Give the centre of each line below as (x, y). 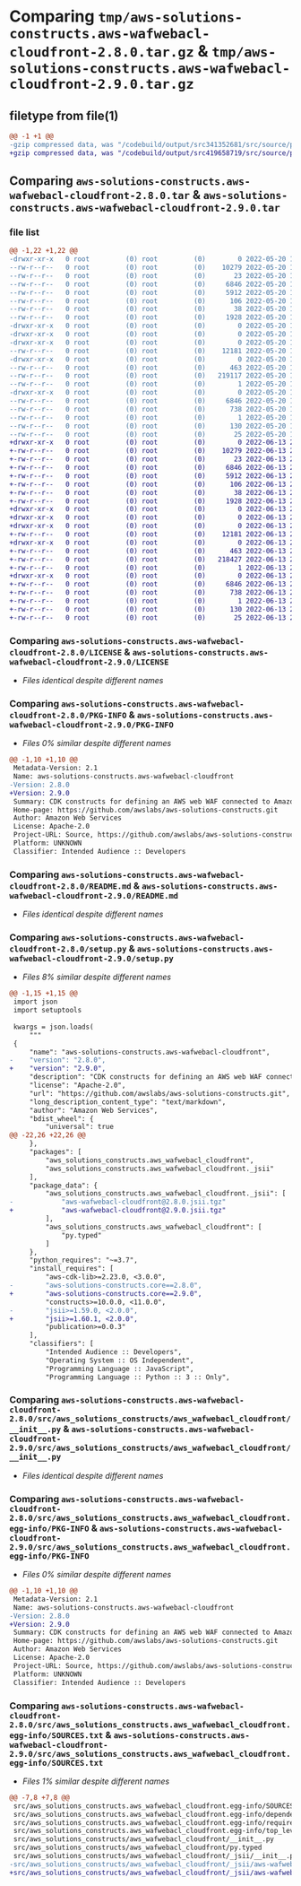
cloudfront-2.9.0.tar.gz (102, 85)
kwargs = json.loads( (53, 1027)
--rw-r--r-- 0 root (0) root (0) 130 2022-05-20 (148, 426)
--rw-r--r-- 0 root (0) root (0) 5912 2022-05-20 (148, 292)
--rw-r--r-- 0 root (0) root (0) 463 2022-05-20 (148, 368)
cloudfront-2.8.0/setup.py (68, 949)
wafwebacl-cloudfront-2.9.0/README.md (94, 895)
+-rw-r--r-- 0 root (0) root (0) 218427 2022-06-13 (148, 559)
